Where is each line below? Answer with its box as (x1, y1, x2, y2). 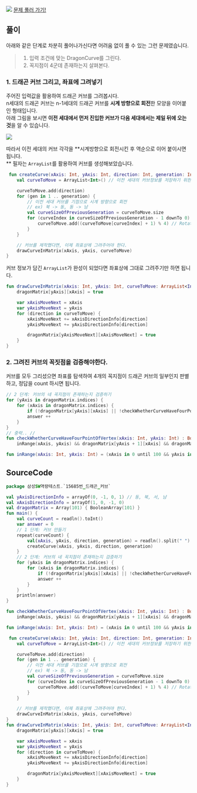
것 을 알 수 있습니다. (6, 122, 50, 129)
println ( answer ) (16, 592, 57, 598)
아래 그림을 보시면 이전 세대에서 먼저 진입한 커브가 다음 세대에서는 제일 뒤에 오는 (6, 115, 187, 122)
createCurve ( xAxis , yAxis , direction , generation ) (27, 543, 154, 549)
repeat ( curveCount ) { (16, 532, 69, 538)
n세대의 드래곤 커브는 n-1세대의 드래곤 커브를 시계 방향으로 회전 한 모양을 (6, 100, 171, 107)
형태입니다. (12, 107, 38, 114)
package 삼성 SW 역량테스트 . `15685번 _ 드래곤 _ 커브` (6, 483, 111, 489)
